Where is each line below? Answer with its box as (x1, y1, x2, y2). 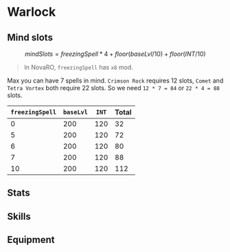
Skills (7, 211, 31, 222)
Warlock (7, 4, 56, 20)
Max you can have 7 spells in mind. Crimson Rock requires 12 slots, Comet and (7, 76, 224, 85)
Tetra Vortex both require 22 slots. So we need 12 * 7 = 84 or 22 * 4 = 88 (7, 84, 220, 92)
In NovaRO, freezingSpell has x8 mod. (23, 63, 134, 71)
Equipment (7, 234, 55, 246)
